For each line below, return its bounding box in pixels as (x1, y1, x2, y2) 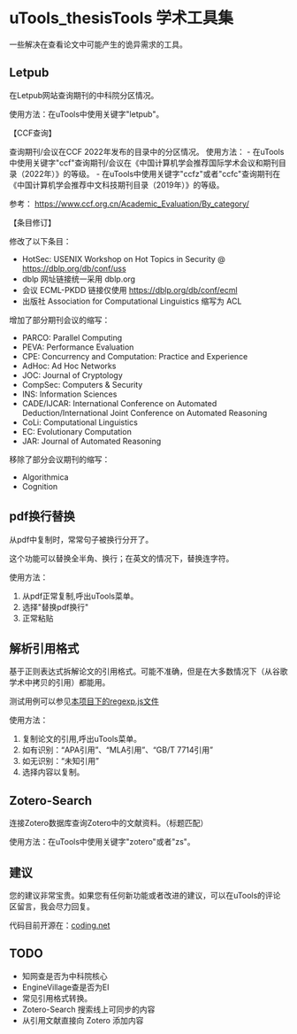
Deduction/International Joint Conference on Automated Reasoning (21, 407, 268, 418)
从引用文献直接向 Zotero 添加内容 (21, 1015, 144, 1025)
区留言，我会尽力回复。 (9, 901, 95, 912)
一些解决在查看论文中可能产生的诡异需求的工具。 (9, 39, 187, 50)
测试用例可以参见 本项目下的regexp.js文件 (9, 696, 159, 706)
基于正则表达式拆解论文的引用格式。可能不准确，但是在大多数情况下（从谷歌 (9, 666, 288, 677)
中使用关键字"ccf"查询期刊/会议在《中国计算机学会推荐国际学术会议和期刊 (9, 157, 279, 168)
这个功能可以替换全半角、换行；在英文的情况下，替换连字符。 (9, 552, 234, 563)
